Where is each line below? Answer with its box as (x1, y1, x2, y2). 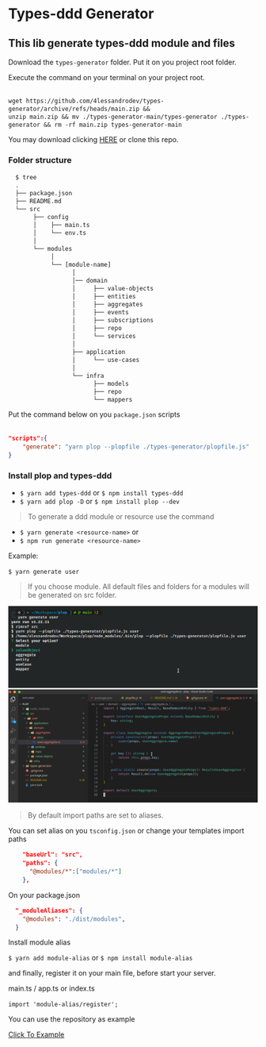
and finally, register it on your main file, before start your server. (8, 968, 216, 978)
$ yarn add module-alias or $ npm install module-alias (8, 953, 193, 963)
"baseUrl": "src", (22, 851, 83, 859)
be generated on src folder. (27, 591, 117, 600)
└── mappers (93, 396, 133, 404)
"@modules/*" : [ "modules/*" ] (28, 868, 123, 876)
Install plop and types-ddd (8, 470, 112, 481)
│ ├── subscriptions (71, 317, 154, 325)
